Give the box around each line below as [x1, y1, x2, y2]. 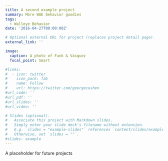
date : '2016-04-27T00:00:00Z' [5, 26, 68, 31]
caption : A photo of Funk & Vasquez [9, 53, 86, 58]
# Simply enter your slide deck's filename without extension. [5, 122, 144, 127]
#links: [5, 67, 21, 72]
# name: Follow [5, 81, 43, 86]
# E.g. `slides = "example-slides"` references [5, 127, 111, 132]
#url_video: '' [5, 104, 37, 109]
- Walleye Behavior [9, 21, 50, 26]
